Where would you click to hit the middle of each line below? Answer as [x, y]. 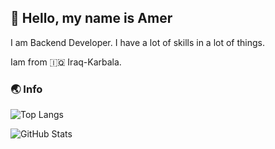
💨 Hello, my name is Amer [91, 18]
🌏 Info [26, 89]
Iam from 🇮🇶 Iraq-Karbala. [66, 62]
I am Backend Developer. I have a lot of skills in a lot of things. [137, 42]
